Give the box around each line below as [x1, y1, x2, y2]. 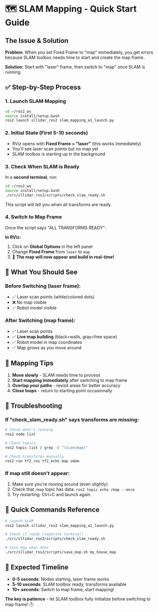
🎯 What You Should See [5, 268, 78, 276]
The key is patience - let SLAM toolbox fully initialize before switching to [5, 596, 151, 602]
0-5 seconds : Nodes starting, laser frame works [12, 576, 109, 582]
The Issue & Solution [5, 37, 69, 45]
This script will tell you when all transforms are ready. [5, 201, 112, 207]
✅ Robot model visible [12, 305, 57, 310]
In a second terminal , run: [5, 174, 57, 180]
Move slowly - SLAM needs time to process [12, 372, 101, 378]
